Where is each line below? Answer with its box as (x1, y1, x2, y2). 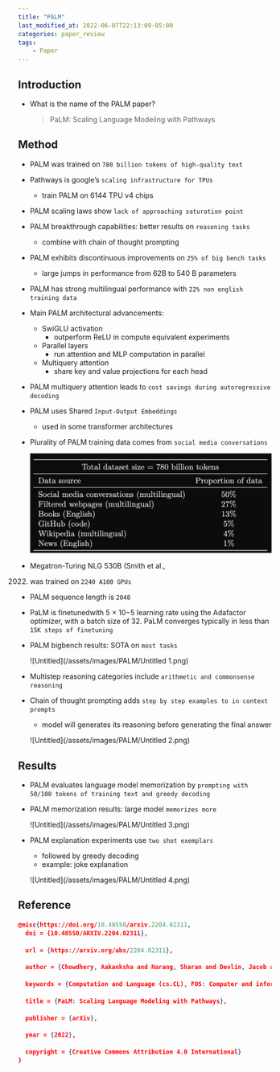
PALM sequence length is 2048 (29, 592, 131, 602)
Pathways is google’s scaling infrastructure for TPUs (29, 175, 213, 184)
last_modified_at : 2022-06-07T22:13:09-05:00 (18, 21, 173, 30)
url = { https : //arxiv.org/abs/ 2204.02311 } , (25, 946, 173, 955)
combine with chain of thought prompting (41, 237, 180, 247)
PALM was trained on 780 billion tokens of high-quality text (29, 159, 243, 169)
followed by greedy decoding (41, 851, 140, 860)
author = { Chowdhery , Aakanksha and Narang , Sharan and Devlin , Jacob (25, 963, 267, 971)
